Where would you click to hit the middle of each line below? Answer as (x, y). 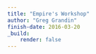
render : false (41, 40)
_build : (19, 33)
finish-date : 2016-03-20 (44, 27)
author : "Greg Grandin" (42, 20)
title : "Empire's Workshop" (49, 14)
